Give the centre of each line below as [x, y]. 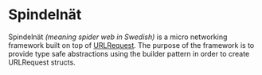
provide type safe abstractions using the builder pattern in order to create [129, 53]
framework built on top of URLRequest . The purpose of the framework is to [131, 45]
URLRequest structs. [42, 62]
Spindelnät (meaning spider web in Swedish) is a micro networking [118, 37]
